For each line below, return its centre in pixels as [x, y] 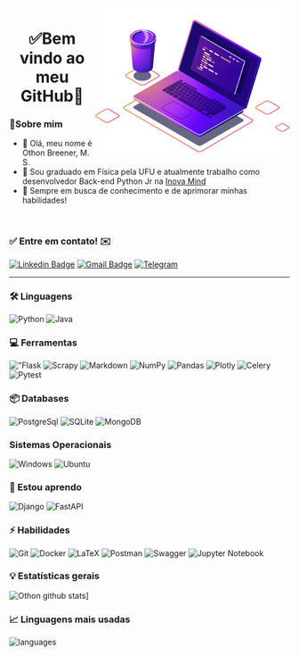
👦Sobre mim [36, 124]
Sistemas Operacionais [61, 444]
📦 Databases [39, 399]
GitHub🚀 [53, 96]
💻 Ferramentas [43, 343]
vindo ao [52, 58]
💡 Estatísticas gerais [54, 576]
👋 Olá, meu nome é [57, 144]
